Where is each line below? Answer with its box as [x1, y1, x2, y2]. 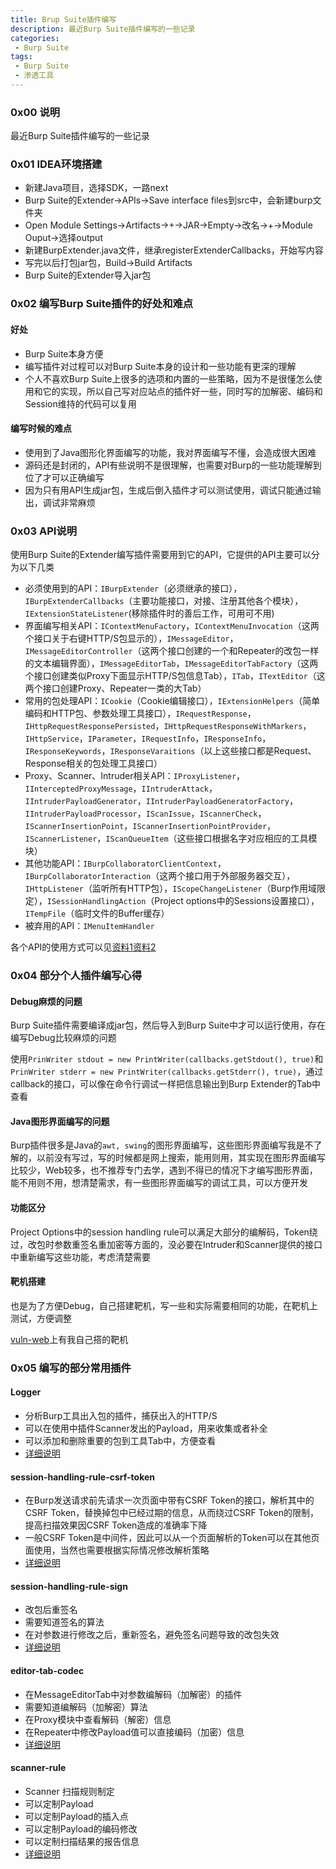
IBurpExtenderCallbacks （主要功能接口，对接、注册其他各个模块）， [24, 595, 304, 607]
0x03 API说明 [10, 524, 78, 538]
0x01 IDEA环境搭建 [10, 157, 103, 171]
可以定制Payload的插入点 [24, 1810, 129, 1822]
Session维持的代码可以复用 [24, 397, 137, 410]
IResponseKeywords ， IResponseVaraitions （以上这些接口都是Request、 [24, 745, 317, 757]
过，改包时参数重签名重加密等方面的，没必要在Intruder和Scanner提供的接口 [10, 1238, 323, 1250]
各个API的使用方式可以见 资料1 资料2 [10, 941, 157, 953]
